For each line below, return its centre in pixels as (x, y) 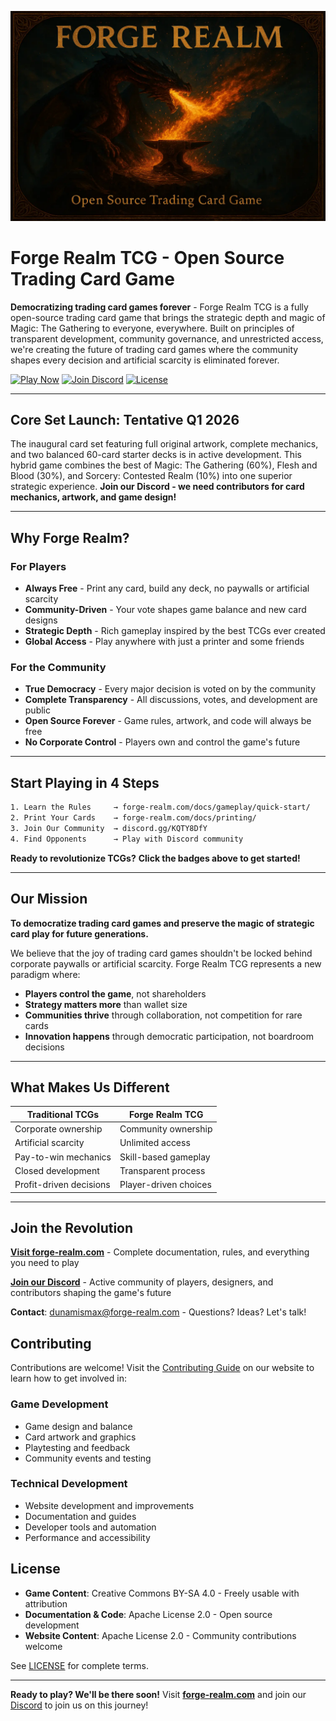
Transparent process (162, 1170)
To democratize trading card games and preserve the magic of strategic (162, 923)
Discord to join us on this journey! (79, 1705)
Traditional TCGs (63, 1114)
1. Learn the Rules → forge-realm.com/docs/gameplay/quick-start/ (160, 807)
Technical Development (69, 1484)
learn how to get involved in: (68, 1378)
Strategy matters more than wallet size (106, 1004)
